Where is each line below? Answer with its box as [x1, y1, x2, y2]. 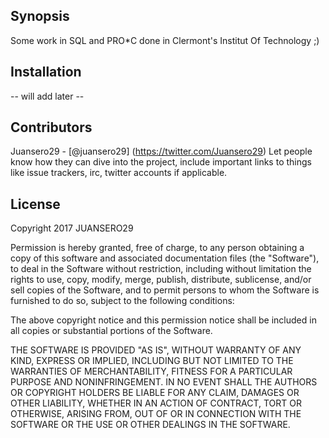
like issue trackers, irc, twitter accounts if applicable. [10, 167, 228, 179]
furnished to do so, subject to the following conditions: [10, 295, 235, 307]
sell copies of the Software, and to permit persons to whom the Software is [10, 284, 320, 296]
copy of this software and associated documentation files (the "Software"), [10, 252, 320, 264]
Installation [10, 64, 82, 81]
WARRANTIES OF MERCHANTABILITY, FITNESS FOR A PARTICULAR [10, 365, 293, 378]
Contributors [10, 119, 93, 136]
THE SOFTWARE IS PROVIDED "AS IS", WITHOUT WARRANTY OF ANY [10, 344, 302, 356]
